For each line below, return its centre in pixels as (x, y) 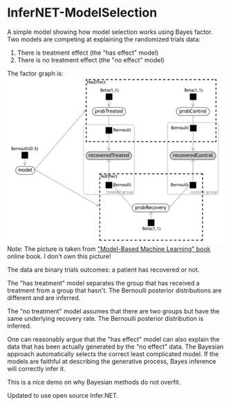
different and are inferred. (44, 298)
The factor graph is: (35, 73)
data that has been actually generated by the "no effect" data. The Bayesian (115, 347)
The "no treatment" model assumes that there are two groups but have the (113, 311)
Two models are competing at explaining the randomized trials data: (104, 39)
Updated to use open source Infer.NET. (63, 396)
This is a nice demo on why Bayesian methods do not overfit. (94, 382)
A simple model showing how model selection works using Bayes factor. (110, 32)
